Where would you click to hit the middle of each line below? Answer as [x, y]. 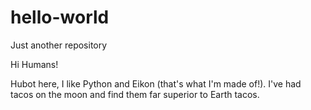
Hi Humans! [34, 64]
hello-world [60, 17]
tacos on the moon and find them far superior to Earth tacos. [135, 94]
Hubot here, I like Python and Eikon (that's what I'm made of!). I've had [156, 83]
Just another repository [59, 45]
